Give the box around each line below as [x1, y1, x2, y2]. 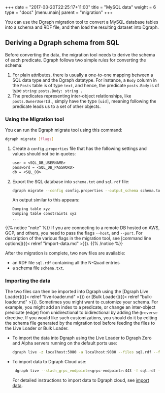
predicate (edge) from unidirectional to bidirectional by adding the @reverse [5, 309, 158, 316]
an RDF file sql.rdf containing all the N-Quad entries [12, 260, 120, 266]
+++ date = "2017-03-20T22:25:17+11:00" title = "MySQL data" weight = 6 [5, 4, 156, 10]
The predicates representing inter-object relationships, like [12, 93, 132, 98]
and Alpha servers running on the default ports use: [12, 340, 117, 346]
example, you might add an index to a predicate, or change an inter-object [5, 304, 156, 310]
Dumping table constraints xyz [12, 211, 77, 216]
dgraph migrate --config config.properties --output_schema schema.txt [12, 188, 163, 193]
